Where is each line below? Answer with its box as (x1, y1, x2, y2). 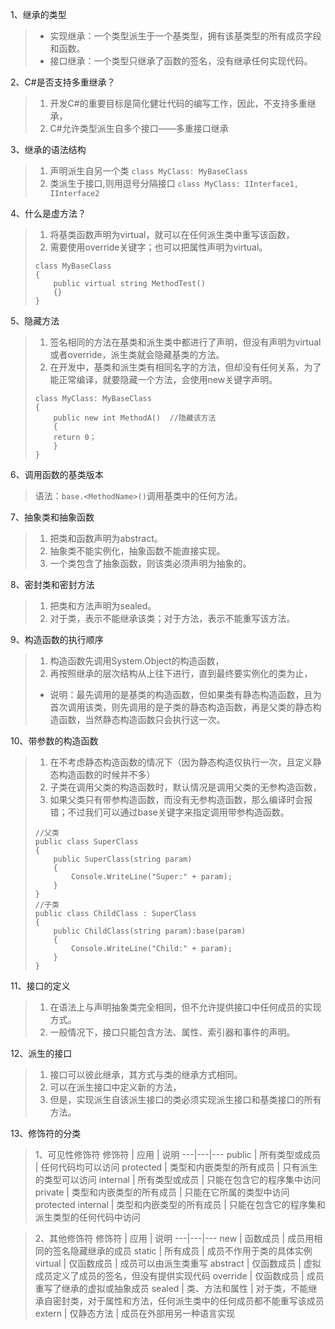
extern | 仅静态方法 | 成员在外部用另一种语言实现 (34, 1308, 235, 1319)
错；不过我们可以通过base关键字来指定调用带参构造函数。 (49, 806, 290, 818)
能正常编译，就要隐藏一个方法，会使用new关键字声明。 (49, 374, 278, 385)
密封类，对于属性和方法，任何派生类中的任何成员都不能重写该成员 (52, 1295, 325, 1307)
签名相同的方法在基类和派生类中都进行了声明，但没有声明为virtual (49, 336, 322, 348)
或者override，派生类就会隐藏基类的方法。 (49, 349, 225, 360)
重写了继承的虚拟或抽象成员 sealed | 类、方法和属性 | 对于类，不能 (34, 1283, 309, 1294)
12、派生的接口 (10, 1048, 73, 1059)
